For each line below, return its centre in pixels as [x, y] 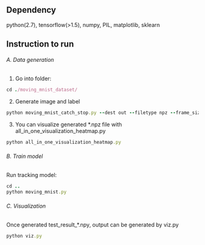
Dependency [31, 10]
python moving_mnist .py [37, 192]
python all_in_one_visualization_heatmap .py [64, 142]
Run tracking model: [31, 175]
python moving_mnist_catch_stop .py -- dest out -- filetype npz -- [91, 113]
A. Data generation [30, 59]
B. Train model [25, 156]
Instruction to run [40, 44]
